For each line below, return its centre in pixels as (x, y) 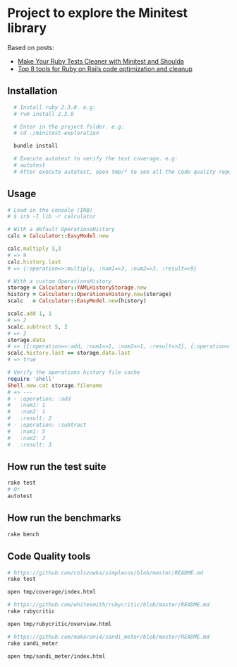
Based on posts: (31, 47)
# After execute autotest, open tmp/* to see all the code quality (115, 172)
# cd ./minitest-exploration (56, 133)
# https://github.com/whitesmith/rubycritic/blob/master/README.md (109, 605)
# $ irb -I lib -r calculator (52, 217)
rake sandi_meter (33, 643)
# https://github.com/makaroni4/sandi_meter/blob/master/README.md (109, 637)
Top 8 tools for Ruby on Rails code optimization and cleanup (105, 69)
